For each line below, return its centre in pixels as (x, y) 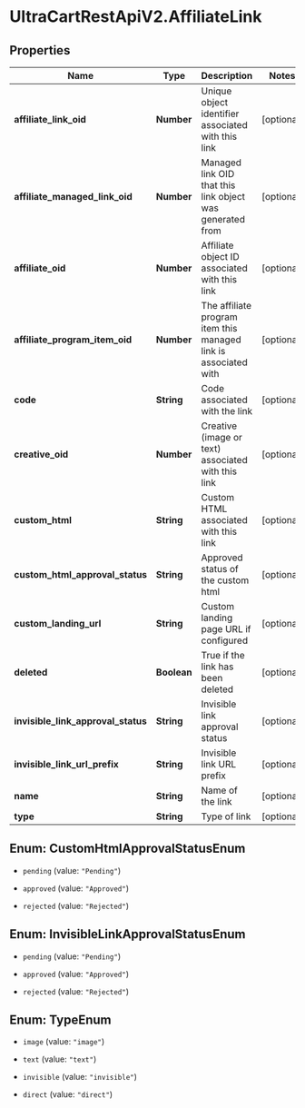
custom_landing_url (58, 623)
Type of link (226, 816)
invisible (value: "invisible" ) (80, 1077)
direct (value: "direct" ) (68, 1094)
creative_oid (41, 454)
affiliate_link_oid (50, 119)
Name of (220, 790)
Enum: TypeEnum (60, 1020)
